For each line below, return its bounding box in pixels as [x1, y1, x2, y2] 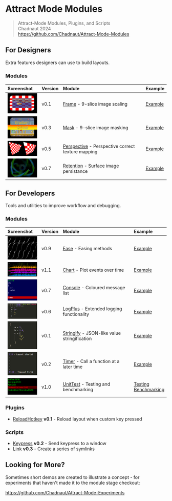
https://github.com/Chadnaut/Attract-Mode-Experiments [5, 489, 125, 495]
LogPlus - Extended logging [62, 306, 122, 312]
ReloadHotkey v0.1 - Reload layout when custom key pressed [12, 416, 142, 422]
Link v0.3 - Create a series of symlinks [12, 446, 95, 452]
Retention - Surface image [62, 163, 119, 169]
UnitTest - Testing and [62, 381, 111, 387]
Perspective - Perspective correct [62, 143, 135, 149]
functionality [62, 311, 90, 317]
